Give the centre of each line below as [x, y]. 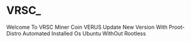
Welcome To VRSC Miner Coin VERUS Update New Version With [87, 27]
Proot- [177, 27]
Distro [14, 33]
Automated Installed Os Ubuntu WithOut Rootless [84, 33]
